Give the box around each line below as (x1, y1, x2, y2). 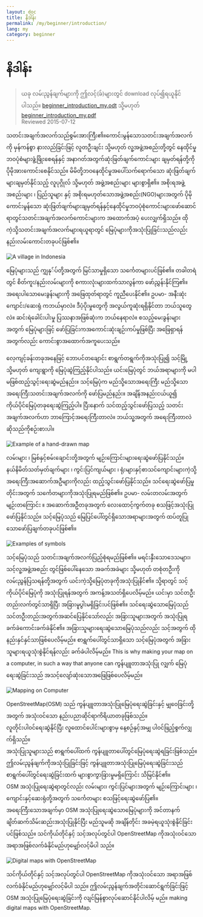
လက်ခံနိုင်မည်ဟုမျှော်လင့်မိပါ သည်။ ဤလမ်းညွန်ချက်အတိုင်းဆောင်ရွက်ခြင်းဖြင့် (6, 882, 189, 890)
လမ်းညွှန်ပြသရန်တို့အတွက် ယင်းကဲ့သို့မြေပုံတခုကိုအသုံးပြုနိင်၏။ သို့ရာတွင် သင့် (6, 577, 188, 584)
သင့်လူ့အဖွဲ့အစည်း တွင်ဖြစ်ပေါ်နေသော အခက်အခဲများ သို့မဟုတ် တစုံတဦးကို (6, 566, 181, 573)
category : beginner (6, 32, 56, 38)
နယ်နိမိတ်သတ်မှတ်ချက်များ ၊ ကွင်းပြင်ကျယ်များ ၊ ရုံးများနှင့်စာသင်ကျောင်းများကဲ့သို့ (6, 466, 197, 473)
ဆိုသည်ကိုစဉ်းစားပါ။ (6, 425, 55, 432)
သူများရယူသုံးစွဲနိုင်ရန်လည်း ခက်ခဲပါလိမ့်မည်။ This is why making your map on (6, 648, 193, 656)
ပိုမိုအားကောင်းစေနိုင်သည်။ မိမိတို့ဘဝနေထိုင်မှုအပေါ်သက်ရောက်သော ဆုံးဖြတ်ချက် (6, 167, 196, 175)
